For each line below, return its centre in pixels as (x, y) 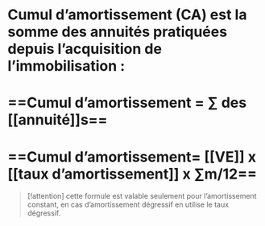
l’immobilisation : (66, 66)
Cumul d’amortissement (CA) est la (127, 15)
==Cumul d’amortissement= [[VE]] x (132, 156)
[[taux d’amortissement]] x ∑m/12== (132, 174)
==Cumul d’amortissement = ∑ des (127, 103)
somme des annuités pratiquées (117, 32)
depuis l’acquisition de (85, 49)
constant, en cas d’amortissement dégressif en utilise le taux (128, 205)
